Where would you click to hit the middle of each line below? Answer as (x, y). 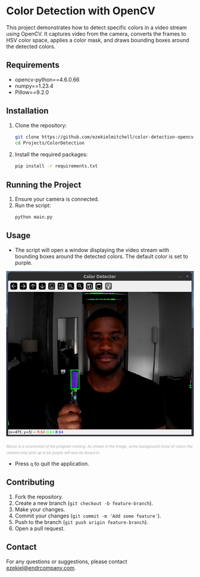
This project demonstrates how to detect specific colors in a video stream (97, 27)
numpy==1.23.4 (34, 86)
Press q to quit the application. (52, 463)
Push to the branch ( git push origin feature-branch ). (82, 522)
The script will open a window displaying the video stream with (92, 250)
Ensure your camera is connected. (57, 199)
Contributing (30, 483)
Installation (27, 111)
